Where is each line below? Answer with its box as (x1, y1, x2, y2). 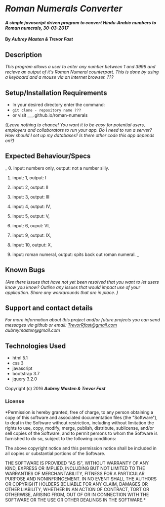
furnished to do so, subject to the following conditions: (5, 435, 116, 441)
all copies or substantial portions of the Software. (5, 450, 105, 456)
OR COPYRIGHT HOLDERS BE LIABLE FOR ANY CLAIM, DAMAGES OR (5, 481, 148, 487)
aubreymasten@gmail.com (5, 327, 60, 333)
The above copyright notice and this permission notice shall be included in (5, 445, 157, 451)
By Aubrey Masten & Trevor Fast (5, 36, 73, 42)
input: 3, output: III (12, 194, 50, 200)
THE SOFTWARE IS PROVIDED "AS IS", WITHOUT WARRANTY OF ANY (5, 460, 149, 466)
